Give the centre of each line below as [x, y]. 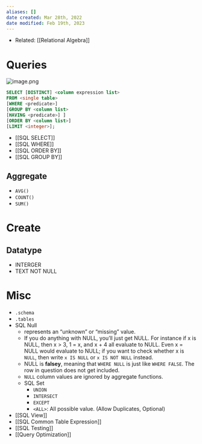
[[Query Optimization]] [43, 435]
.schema [24, 313]
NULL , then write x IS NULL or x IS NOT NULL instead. [89, 357]
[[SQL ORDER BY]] [38, 151]
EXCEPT [41, 403]
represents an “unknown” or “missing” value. [80, 332]
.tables [24, 319]
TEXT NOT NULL [36, 271]
